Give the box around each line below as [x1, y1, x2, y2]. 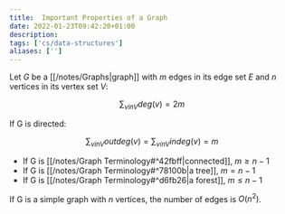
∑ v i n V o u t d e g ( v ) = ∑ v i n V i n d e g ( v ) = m [85, 135, 219, 149]
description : [9, 30, 59, 39]
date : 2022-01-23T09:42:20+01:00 [9, 22, 136, 31]
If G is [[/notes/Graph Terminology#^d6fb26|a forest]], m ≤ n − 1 [22, 174, 263, 185]
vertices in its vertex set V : [9, 81, 109, 92]
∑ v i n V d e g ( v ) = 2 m [119, 98, 185, 111]
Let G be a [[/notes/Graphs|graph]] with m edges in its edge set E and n [9, 71, 277, 82]
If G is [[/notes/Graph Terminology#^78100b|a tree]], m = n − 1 [22, 164, 256, 176]
